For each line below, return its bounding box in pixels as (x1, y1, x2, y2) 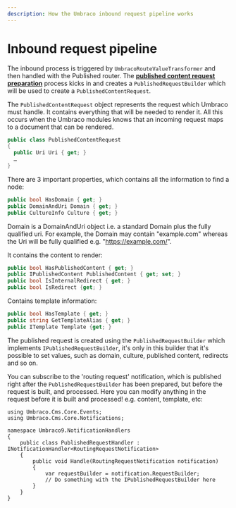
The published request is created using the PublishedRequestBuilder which (7, 336, 225, 345)
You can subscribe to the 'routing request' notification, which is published (7, 372, 222, 380)
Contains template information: (7, 297, 97, 305)
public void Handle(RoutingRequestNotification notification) (32, 457, 219, 465)
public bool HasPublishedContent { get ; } (7, 264, 134, 271)
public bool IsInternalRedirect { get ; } (7, 278, 131, 285)
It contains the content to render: (7, 251, 103, 259)
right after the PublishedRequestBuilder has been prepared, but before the (7, 380, 223, 388)
